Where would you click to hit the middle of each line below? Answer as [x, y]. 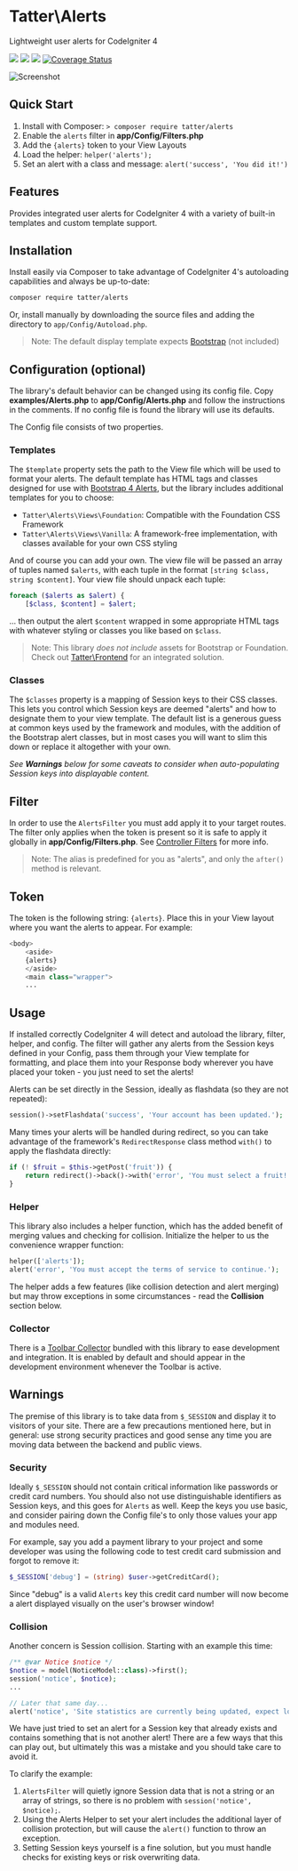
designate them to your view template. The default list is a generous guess [145, 719]
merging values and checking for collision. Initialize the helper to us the [139, 1235]
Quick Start [41, 105]
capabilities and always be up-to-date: [80, 281]
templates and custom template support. [83, 222]
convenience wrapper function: [67, 1245]
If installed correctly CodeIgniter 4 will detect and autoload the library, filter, [147, 1035]
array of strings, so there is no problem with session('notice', [137, 1801]
